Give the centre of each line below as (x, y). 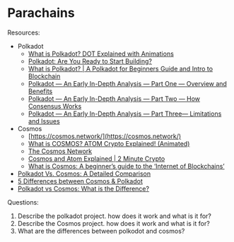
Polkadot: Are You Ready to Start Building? (90, 61)
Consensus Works (55, 106)
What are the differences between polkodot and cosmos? (101, 231)
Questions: (23, 202)
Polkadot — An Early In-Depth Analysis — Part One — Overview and (128, 83)
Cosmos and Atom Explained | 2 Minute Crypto (96, 158)
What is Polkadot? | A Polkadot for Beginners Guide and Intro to (121, 68)
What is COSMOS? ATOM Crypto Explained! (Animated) (109, 143)
